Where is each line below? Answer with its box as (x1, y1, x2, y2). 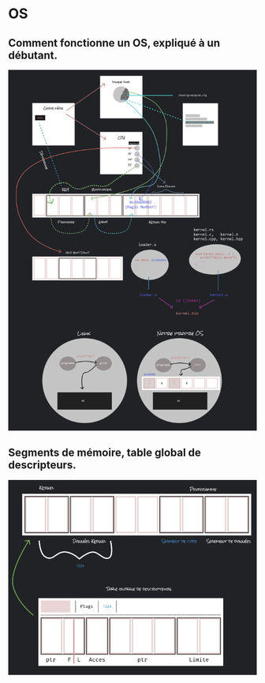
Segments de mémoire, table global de (8, 446, 201, 460)
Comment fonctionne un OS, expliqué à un (8, 36, 221, 50)
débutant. (8, 48, 58, 62)
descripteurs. (8, 459, 77, 472)
